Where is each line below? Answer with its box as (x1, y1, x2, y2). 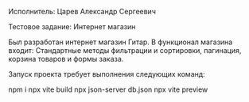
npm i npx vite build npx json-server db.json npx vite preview (8, 85, 208, 94)
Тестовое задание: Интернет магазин (8, 22, 136, 31)
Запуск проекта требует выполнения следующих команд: (8, 70, 205, 78)
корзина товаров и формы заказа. (8, 55, 124, 63)
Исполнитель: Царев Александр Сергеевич (8, 7, 157, 16)
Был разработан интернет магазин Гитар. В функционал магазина (8, 37, 233, 47)
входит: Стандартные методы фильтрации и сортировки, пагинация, (8, 46, 242, 55)
